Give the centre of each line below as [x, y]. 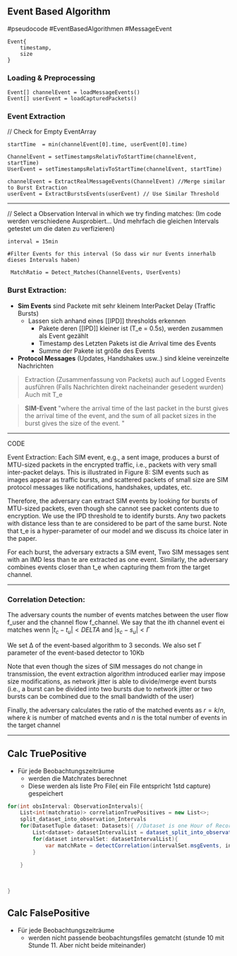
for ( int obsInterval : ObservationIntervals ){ [75, 806]
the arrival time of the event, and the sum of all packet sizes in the [120, 415]
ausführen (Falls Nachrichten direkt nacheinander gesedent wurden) [124, 387]
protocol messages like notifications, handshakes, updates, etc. [100, 487]
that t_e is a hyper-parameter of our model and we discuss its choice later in [118, 531]
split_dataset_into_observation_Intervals [83, 819]
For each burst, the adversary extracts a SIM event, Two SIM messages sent [118, 552]
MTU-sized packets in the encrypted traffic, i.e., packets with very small [112, 465]
